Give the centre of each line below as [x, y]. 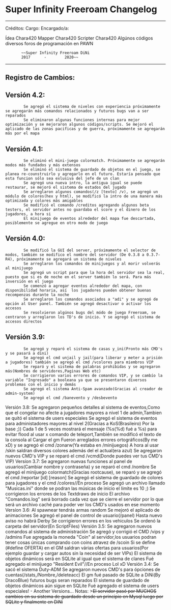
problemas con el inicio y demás [41, 384]
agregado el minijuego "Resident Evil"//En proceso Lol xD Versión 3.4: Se [82, 564]
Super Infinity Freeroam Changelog [81, 9]
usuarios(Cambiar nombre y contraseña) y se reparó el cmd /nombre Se [81, 467]
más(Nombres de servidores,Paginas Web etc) [53, 371]
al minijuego [19, 268]
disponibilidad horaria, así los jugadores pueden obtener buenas [78, 290]
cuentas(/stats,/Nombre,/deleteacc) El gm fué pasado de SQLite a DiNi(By [83, 575]
